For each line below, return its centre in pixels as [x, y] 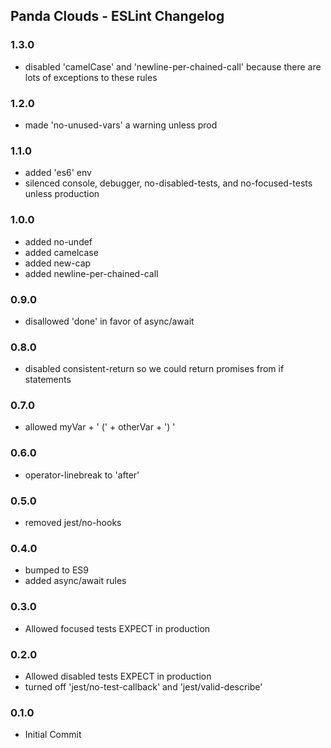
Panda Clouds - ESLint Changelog [117, 16]
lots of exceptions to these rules [91, 77]
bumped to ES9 [57, 570]
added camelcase [61, 252]
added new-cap [58, 263]
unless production [62, 194]
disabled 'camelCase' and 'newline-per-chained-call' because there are [173, 66]
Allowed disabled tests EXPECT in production [118, 676]
